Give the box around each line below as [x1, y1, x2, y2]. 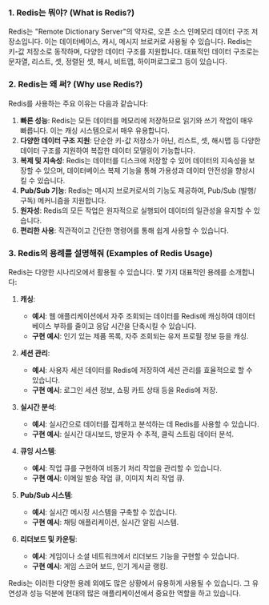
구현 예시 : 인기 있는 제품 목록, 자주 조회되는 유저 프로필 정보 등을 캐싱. [31, 331, 249, 341]
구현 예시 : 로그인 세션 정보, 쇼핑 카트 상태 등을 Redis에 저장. [31, 385, 219, 395]
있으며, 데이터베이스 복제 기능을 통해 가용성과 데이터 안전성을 [43, 166, 234, 175]
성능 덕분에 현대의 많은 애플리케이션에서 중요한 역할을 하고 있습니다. [29, 588, 242, 598]
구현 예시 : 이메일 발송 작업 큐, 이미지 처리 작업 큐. [31, 473, 186, 483]
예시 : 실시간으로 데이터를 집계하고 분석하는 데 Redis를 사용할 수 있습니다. [31, 419, 259, 429]
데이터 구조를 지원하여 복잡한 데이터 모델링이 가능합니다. [19, 146, 196, 155]
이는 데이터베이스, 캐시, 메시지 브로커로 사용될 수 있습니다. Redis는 [44, 37, 253, 46]
